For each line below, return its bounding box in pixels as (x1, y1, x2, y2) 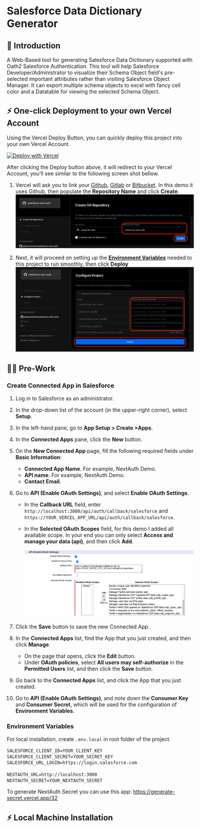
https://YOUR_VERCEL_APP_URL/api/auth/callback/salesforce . (24, 514, 175, 521)
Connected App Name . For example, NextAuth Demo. (24, 465, 157, 472)
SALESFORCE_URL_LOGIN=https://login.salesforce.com (7, 760, 137, 766)
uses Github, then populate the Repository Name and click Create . (15, 188, 180, 195)
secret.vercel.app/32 (7, 794, 58, 802)
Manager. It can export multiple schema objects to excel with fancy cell (7, 82, 180, 89)
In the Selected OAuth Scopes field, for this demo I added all (24, 526, 174, 533)
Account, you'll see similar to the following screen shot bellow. (7, 170, 159, 177)
